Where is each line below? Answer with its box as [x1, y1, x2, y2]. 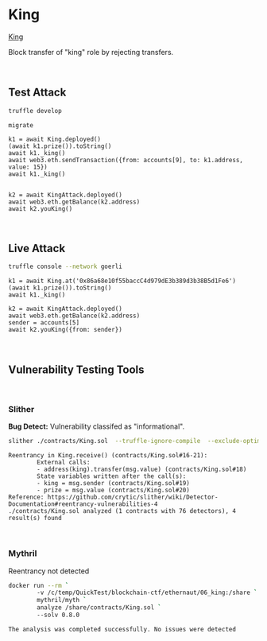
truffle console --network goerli [8, 262, 123, 271]
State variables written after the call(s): [37, 472, 187, 480]
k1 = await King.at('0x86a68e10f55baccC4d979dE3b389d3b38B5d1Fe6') [8, 277, 237, 286]
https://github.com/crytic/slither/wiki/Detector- [47, 493, 219, 502]
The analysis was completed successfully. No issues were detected [8, 625, 237, 633]
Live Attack [8, 242, 66, 255]
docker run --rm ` [8, 581, 69, 589]
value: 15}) [8, 163, 48, 171]
